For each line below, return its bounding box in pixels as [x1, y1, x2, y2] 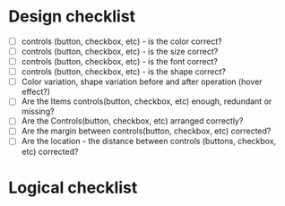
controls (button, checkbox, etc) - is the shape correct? [21, 66, 226, 77]
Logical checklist [8, 177, 138, 198]
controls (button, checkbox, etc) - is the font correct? [21, 56, 219, 67]
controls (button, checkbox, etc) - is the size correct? [21, 47, 219, 56]
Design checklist [8, 6, 136, 27]
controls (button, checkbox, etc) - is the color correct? [21, 36, 222, 47]
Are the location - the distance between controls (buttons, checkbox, [21, 136, 277, 147]
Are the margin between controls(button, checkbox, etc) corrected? [21, 125, 272, 136]
